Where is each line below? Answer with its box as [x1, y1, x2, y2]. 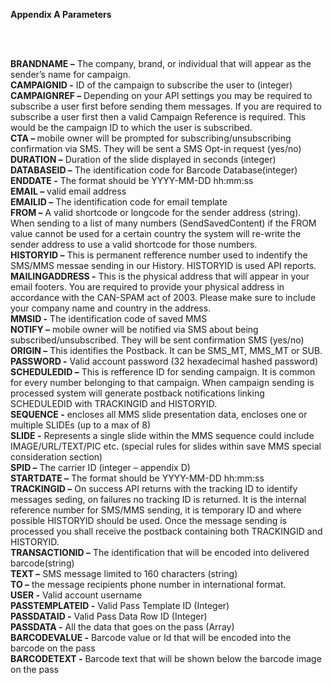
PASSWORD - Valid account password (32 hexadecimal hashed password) [10, 355, 319, 367]
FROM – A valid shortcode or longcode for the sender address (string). [10, 207, 302, 218]
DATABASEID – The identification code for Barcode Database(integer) [10, 164, 298, 176]
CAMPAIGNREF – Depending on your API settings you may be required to [10, 90, 313, 101]
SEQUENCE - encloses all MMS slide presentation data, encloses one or [10, 409, 308, 420]
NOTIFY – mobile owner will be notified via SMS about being [10, 324, 259, 335]
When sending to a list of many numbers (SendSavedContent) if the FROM [10, 217, 317, 229]
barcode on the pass [10, 642, 96, 654]
